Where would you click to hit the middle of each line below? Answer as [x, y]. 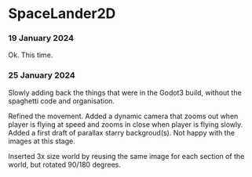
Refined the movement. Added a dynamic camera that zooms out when [123, 116]
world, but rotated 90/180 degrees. [65, 164]
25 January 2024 [42, 75]
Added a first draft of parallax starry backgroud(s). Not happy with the [122, 132]
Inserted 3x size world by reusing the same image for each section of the [126, 156]
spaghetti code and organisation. [62, 101]
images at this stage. [42, 141]
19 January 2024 [41, 38]
